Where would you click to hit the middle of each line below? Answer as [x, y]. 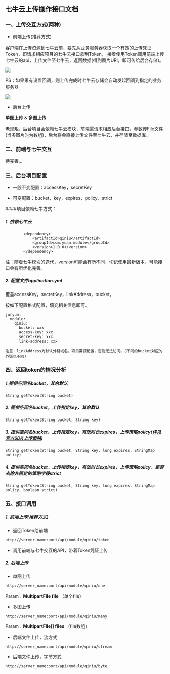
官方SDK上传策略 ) [24, 438]
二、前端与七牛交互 [29, 149]
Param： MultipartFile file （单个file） [45, 596]
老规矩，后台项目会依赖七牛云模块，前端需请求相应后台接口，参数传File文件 [84, 129]
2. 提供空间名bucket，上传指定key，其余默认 [52, 407]
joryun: [13, 315]
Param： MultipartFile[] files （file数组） [48, 626]
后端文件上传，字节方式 [37, 656]
